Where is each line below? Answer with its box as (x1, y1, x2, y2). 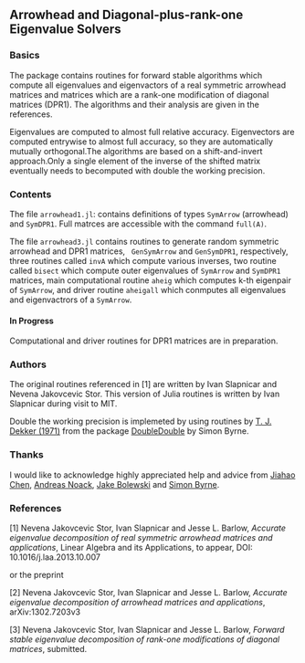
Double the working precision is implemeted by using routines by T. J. (9, 416, 272, 427)
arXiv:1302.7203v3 (9, 606, 80, 617)
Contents (9, 187, 52, 200)
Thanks (9, 448, 44, 461)
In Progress (9, 315, 55, 326)
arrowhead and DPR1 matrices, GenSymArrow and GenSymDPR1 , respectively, (9, 246, 289, 257)
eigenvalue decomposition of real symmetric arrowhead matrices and (9, 532, 273, 543)
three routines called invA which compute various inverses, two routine (9, 255, 277, 266)
